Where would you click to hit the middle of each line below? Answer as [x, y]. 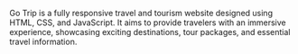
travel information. [43, 41]
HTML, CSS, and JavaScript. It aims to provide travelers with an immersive [148, 22]
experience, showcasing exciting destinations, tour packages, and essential [150, 32]
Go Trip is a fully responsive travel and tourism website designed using [141, 13]
